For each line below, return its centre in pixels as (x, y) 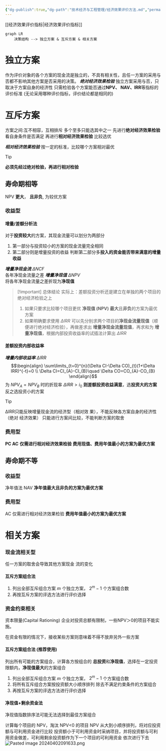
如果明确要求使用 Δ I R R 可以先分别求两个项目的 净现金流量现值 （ (89, 321)
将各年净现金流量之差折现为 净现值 (40, 281)
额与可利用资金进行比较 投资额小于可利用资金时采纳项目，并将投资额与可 (79, 732)
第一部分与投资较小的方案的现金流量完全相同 (58, 246)
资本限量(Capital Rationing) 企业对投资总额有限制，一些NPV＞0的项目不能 (80, 620)
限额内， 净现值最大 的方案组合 (35, 667)
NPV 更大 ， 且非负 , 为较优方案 (36, 197)
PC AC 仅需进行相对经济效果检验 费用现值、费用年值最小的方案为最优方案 (80, 443)
